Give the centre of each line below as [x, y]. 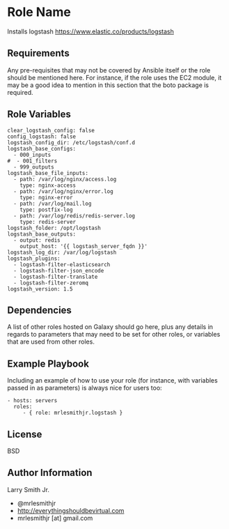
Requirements [38, 53]
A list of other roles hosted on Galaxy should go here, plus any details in [110, 327]
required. [20, 92]
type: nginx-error [46, 197]
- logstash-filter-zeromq [51, 283]
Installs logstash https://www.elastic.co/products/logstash [90, 31]
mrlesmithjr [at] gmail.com [55, 518]
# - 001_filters [32, 161]
